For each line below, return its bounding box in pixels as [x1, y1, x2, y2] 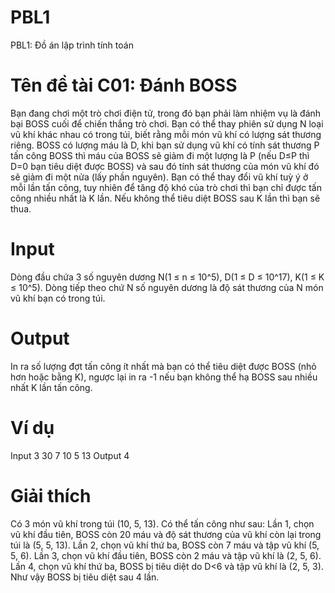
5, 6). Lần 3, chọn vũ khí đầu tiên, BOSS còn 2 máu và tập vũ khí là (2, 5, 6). [10, 549, 322, 561]
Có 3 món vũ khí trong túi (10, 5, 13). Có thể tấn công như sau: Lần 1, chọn [10, 517, 315, 530]
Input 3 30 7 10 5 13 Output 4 [10, 449, 130, 461]
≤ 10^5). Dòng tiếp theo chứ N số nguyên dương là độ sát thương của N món [10, 281, 324, 293]
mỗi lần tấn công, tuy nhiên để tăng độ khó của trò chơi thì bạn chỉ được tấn [10, 181, 322, 193]
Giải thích [10, 484, 92, 507]
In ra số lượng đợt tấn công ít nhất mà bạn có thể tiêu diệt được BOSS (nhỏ [10, 360, 317, 372]
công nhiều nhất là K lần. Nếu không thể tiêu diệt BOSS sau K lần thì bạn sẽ [10, 192, 321, 204]
